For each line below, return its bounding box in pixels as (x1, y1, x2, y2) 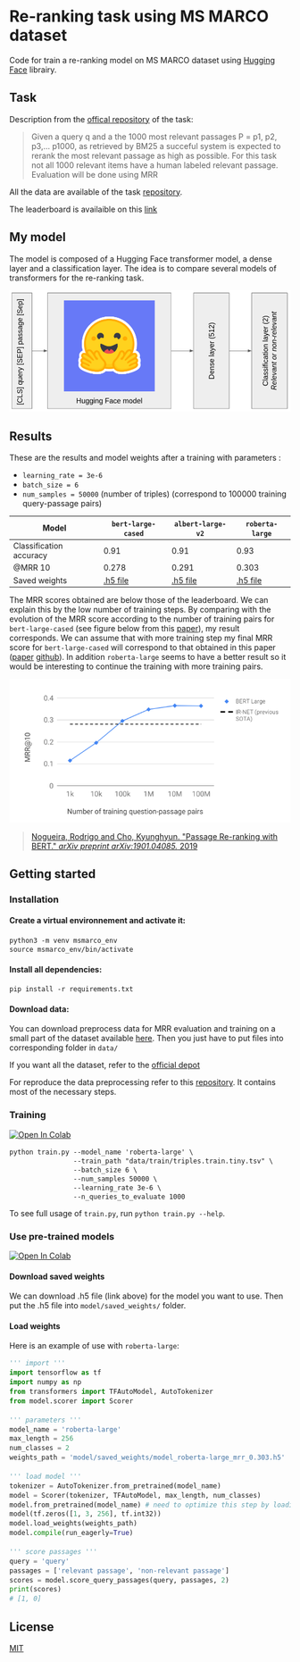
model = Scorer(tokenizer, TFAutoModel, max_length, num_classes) (9, 1491, 262, 1499)
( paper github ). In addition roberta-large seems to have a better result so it (9, 652, 287, 663)
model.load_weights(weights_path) (9, 1519, 138, 1528)
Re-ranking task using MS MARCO (9, 6, 270, 27)
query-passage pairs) (21, 498, 103, 509)
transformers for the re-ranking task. (9, 272, 145, 283)
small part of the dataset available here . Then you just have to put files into (9, 1033, 284, 1044)
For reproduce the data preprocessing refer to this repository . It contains (9, 1077, 277, 1088)
